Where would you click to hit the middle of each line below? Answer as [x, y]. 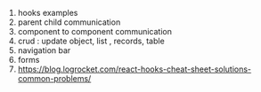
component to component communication [94, 31]
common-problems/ [54, 78]
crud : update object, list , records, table [91, 41]
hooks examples [48, 13]
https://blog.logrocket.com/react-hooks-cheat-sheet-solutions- [135, 69]
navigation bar [44, 50]
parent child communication [69, 22]
